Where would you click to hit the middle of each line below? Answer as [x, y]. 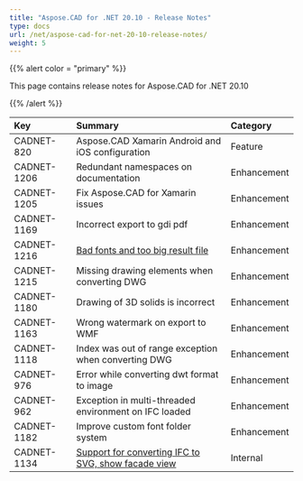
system [92, 438]
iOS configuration [113, 153]
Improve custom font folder [134, 427]
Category [251, 125]
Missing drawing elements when [145, 271]
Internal [247, 458]
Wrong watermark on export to [141, 323]
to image [95, 386]
